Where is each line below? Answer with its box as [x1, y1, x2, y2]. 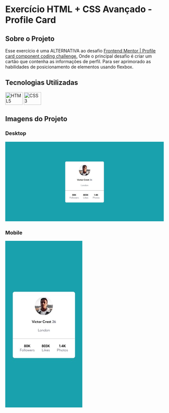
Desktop [5, 130, 27, 137]
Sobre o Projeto [5, 34, 55, 43]
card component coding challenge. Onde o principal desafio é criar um [5, 53, 152, 59]
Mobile [5, 229, 23, 236]
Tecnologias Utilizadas [5, 78, 78, 87]
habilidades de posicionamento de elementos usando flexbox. [5, 64, 134, 70]
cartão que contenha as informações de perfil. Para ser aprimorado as [5, 59, 151, 64]
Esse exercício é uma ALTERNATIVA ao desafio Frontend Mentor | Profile [5, 48, 156, 54]
